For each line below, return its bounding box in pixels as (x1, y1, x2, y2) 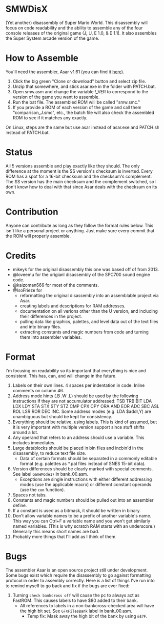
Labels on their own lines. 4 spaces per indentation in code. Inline (12, 382, 145, 388)
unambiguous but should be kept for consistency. (12, 413, 113, 419)
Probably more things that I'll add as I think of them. (12, 534, 117, 540)
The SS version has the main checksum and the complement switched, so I (5, 178, 157, 185)
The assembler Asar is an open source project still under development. (5, 567, 148, 573)
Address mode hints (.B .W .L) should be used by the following (12, 393, 139, 399)
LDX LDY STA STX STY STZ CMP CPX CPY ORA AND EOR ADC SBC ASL (12, 403, 160, 409)
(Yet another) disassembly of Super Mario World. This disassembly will (5, 20, 148, 26)
